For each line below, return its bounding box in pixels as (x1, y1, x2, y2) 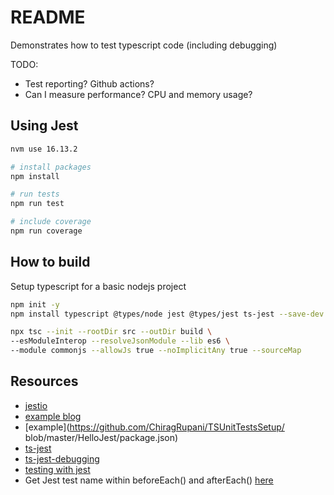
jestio (24, 399, 48, 411)
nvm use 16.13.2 (10, 144, 78, 154)
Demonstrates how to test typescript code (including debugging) (10, 39, 278, 51)
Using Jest (10, 117, 79, 135)
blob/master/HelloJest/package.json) (24, 431, 179, 443)
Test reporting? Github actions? (24, 77, 155, 90)
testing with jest (24, 463, 91, 475)
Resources (10, 373, 79, 390)
